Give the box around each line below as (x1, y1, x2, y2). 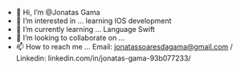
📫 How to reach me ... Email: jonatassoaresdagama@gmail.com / (15, 42, 233, 51)
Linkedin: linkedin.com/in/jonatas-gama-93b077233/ (15, 53, 191, 63)
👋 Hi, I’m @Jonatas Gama (15, 8, 100, 17)
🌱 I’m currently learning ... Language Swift (15, 25, 155, 34)
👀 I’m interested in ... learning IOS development (15, 16, 172, 26)
